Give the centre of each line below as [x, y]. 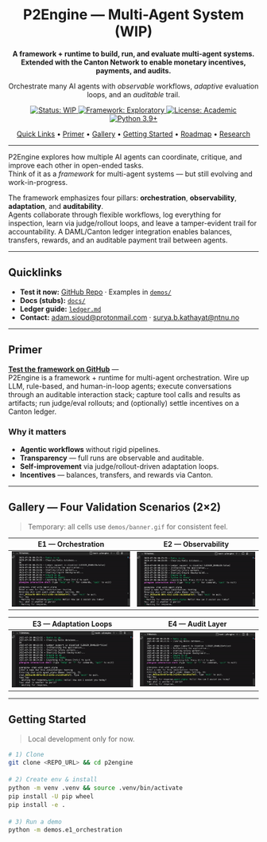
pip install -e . [37, 805]
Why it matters [37, 432]
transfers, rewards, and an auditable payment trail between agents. [118, 240]
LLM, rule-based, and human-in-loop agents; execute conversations [120, 386]
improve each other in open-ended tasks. [76, 165]
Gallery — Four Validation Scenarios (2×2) [114, 508]
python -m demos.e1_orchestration [66, 830]
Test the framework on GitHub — [64, 369]
